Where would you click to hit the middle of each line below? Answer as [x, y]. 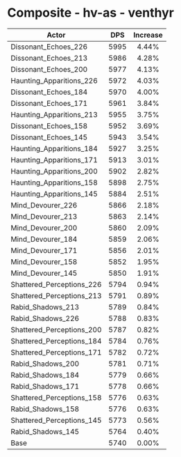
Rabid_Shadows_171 [45, 386]
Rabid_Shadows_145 [45, 431]
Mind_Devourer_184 [44, 239]
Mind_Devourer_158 [44, 261]
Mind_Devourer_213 [44, 216]
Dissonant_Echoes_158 [49, 125]
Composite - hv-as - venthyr [91, 13]
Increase [148, 35]
